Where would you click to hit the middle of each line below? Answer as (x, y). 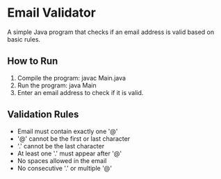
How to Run (33, 61)
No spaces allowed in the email (62, 160)
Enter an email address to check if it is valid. (80, 92)
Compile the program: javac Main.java (72, 78)
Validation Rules (43, 115)
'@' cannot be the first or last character (74, 138)
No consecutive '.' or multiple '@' (65, 168)
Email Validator (51, 13)
